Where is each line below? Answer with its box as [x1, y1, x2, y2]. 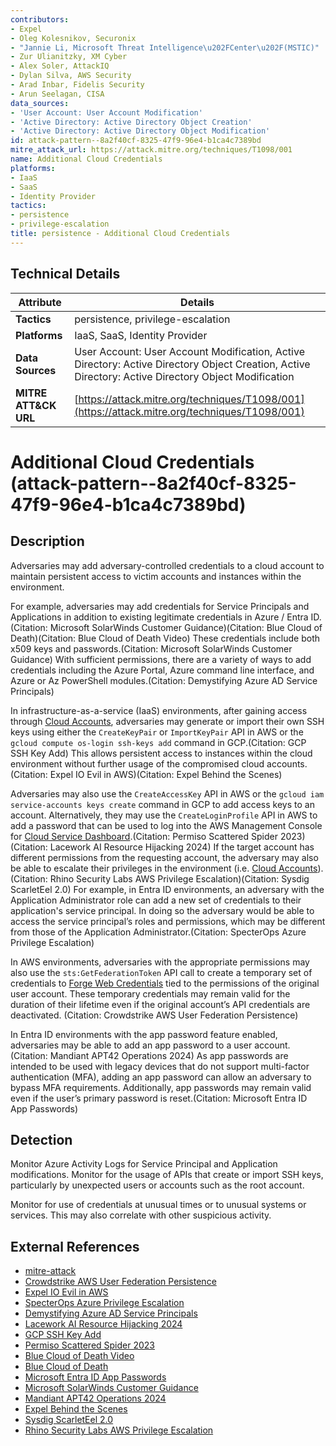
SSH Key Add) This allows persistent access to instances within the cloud [10, 747, 313, 759]
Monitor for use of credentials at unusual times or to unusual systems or [10, 1199, 307, 1211]
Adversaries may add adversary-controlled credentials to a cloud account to [10, 559, 325, 571]
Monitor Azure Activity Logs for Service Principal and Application [10, 1158, 278, 1170]
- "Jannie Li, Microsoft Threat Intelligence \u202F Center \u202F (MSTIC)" [10, 42, 320, 53]
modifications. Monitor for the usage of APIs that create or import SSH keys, [10, 1169, 324, 1181]
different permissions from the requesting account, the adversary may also [10, 851, 319, 863]
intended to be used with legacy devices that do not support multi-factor [10, 1060, 310, 1072]
